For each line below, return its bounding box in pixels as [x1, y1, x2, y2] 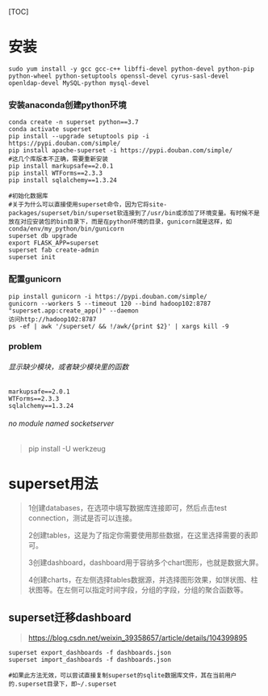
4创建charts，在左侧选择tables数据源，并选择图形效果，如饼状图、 [27, 575, 252, 584]
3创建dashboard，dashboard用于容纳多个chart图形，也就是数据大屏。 [27, 558, 264, 567]
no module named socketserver [8, 418, 115, 428]
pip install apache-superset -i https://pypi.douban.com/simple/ [8, 146, 232, 155]
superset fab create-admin [8, 246, 99, 254]
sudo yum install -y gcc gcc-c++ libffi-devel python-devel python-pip [8, 65, 254, 73]
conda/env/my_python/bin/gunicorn [8, 225, 125, 233]
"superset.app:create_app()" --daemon [8, 307, 139, 315]
